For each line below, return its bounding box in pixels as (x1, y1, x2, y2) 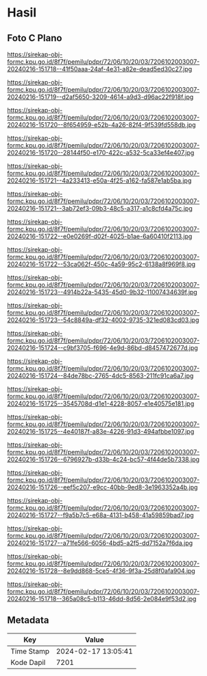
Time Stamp (10, 646, 50, 656)
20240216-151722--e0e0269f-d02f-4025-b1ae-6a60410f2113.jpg (7, 232, 193, 240)
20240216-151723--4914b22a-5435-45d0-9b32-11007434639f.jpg (7, 288, 197, 296)
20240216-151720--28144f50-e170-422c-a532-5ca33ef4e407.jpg (7, 149, 195, 156)
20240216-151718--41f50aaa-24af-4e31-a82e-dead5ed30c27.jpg (7, 65, 193, 73)
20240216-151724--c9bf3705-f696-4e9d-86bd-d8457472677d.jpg (7, 344, 199, 351)
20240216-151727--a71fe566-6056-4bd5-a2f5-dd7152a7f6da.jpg (7, 539, 193, 547)
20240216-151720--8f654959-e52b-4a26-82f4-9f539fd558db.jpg (7, 121, 197, 128)
